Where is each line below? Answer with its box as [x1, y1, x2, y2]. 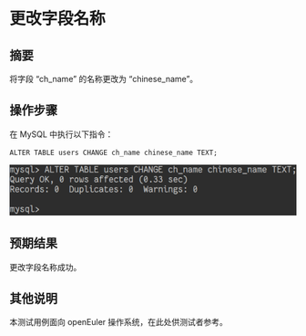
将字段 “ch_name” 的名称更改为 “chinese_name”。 [9, 74, 199, 84]
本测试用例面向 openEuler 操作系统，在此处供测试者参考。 [9, 317, 228, 328]
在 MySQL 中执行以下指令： [9, 129, 114, 140]
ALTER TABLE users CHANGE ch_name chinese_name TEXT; [9, 148, 219, 157]
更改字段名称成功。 [9, 261, 82, 272]
